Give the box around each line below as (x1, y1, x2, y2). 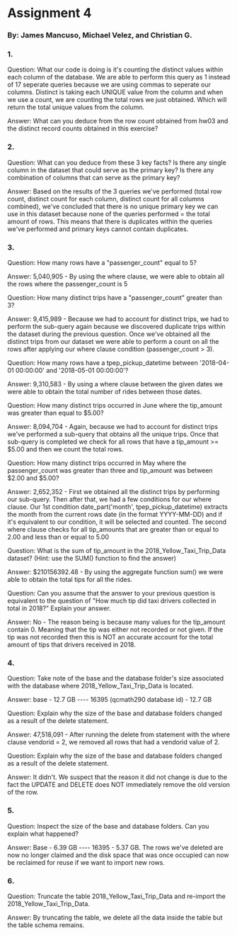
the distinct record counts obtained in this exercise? (7, 124, 158, 133)
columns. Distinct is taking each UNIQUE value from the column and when (7, 88, 224, 96)
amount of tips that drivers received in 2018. (7, 640, 136, 649)
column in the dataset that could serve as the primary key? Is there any (7, 165, 214, 174)
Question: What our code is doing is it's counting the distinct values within (7, 65, 224, 74)
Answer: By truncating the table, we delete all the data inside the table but (7, 913, 223, 922)
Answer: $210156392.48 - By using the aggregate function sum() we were (7, 568, 224, 576)
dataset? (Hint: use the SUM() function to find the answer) (7, 554, 177, 562)
